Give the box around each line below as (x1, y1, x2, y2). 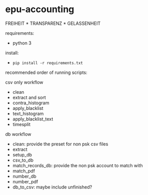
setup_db (12, 151, 32, 158)
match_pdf (12, 168, 35, 174)
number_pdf (12, 178, 38, 184)
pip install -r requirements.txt (12, 60, 83, 65)
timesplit (12, 121, 31, 127)
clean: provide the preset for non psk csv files (12, 141, 109, 147)
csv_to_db (12, 157, 34, 163)
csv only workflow (5, 79, 44, 85)
